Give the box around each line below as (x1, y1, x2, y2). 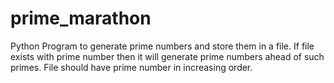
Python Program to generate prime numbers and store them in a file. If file (10, 40, 315, 52)
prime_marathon (10, 7, 152, 30)
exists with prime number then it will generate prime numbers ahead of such (10, 50, 325, 62)
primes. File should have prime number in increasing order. (10, 61, 253, 73)
